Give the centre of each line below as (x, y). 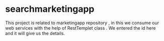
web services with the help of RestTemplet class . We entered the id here (80, 28)
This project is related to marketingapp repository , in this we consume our (82, 23)
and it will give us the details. (35, 33)
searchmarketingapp (50, 9)
